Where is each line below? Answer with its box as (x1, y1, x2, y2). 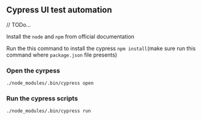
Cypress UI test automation (6, 5, 113, 15)
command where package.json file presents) (6, 51, 117, 58)
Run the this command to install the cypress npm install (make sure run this (6, 44, 196, 52)
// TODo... (6, 21, 31, 28)
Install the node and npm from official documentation (6, 33, 135, 40)
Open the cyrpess (6, 66, 60, 75)
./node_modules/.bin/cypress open (6, 80, 94, 86)
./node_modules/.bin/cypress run (6, 108, 91, 115)
